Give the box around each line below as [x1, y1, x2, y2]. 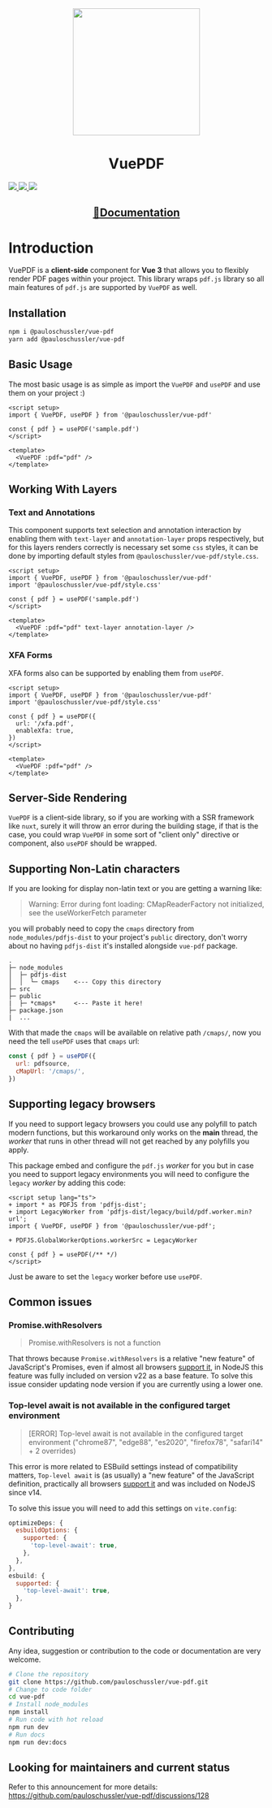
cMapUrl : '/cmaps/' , [15, 1067, 85, 1075]
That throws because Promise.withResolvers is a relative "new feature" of [8, 1354, 255, 1364]
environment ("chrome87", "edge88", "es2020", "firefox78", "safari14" [28, 1437, 264, 1447]
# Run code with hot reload [8, 1715, 104, 1724]
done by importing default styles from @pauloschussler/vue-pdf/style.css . [8, 551, 259, 561]
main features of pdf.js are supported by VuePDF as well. [8, 283, 197, 292]
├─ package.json [8, 1006, 63, 1014]
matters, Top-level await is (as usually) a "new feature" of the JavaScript [8, 1470, 254, 1480]
